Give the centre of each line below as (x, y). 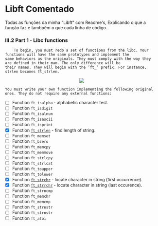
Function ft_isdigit (32, 108)
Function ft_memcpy (31, 147)
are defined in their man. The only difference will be (63, 63)
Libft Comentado (40, 9)
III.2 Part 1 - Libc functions (36, 40)
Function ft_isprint (32, 125)
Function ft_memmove (32, 152)
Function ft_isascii (32, 119)
